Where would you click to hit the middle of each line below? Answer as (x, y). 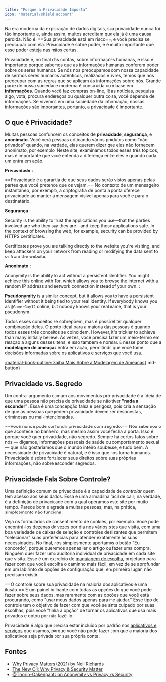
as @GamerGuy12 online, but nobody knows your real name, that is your (76, 307)
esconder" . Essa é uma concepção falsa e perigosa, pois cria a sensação (81, 406)
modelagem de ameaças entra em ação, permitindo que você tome (74, 348)
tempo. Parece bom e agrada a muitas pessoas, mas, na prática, (71, 507)
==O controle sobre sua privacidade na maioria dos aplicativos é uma (76, 584)
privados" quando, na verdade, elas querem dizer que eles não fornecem (80, 145)
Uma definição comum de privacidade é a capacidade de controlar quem (80, 491)
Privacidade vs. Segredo (44, 384)
